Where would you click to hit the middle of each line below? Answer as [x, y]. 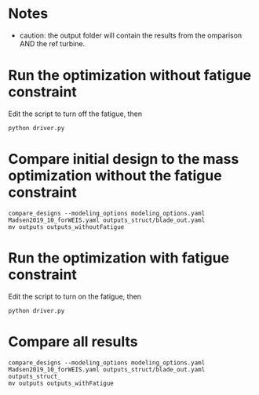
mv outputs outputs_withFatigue [61, 383]
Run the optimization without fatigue [130, 76]
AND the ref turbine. [52, 43]
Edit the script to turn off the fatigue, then [75, 114]
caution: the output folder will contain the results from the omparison [131, 35]
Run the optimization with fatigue [119, 258]
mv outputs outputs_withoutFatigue [66, 227]
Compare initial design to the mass [124, 159]
